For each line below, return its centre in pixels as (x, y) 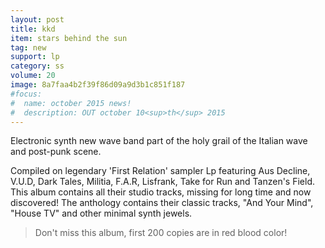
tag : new (28, 47)
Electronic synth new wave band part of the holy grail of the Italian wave (159, 141)
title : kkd (33, 29)
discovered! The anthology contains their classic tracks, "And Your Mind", (162, 203)
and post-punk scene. (56, 152)
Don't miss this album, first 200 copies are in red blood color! (161, 233)
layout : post (37, 19)
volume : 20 (33, 76)
